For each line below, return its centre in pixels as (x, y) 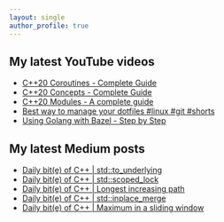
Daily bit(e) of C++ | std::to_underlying (92, 170)
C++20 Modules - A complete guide (88, 102)
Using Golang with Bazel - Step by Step (94, 121)
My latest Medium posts (77, 149)
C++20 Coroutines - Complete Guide (89, 83)
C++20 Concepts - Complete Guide (87, 92)
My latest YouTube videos (82, 62)
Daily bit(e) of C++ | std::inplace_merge (94, 198)
